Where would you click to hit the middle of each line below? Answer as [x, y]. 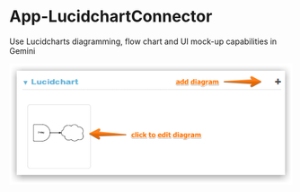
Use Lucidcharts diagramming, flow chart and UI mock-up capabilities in [143, 41]
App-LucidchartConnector [111, 17]
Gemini [22, 50]
